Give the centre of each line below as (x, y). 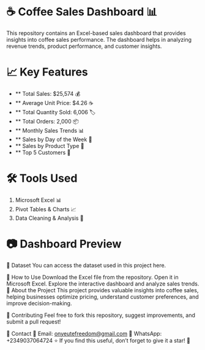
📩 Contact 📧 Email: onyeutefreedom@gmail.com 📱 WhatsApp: (84, 333)
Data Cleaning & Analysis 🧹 (49, 218)
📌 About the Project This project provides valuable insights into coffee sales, (102, 290)
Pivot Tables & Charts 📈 (46, 209)
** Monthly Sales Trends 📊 (50, 130)
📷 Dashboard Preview (64, 244)
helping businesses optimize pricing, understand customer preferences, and (102, 297)
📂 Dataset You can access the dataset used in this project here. (86, 265)
